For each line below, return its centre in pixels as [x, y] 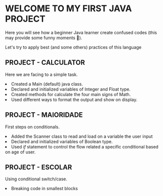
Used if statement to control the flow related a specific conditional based [85, 147]
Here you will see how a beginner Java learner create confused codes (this [81, 32]
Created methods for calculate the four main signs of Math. [71, 94]
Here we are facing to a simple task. [41, 74]
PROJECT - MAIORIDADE [44, 115]
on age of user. [20, 152]
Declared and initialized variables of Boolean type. [62, 141]
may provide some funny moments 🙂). [44, 38]
